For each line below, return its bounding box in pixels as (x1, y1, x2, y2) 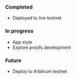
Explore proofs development (12, 44, 71, 50)
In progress (5, 28, 33, 35)
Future (5, 57, 21, 64)
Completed (5, 4, 33, 11)
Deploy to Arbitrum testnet (12, 68, 67, 74)
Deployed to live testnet (12, 15, 61, 21)
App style (12, 39, 32, 45)
